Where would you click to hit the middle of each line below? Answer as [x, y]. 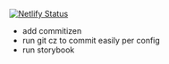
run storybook [48, 50]
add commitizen [52, 31]
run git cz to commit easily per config [91, 40]
